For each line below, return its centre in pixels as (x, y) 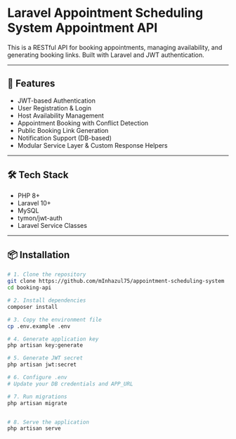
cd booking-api (29, 288)
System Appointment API (83, 28)
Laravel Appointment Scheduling (105, 13)
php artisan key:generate (45, 345)
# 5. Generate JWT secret (45, 358)
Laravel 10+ (34, 203)
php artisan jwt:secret (42, 365)
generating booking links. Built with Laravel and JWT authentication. (106, 55)
